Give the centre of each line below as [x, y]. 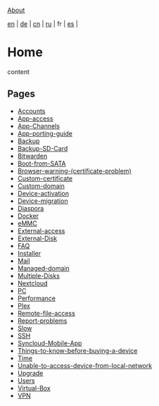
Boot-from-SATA [42, 163]
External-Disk [37, 238]
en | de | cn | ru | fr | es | [43, 24]
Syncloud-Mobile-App [50, 343]
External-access [41, 230]
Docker [28, 216]
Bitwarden [32, 156]
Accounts [31, 111]
